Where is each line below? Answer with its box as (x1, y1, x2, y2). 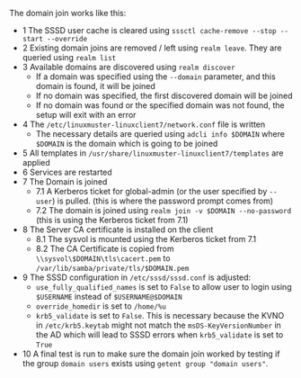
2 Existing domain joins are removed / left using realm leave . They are (22, 42, 282, 53)
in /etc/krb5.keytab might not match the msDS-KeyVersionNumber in (35, 319, 281, 330)
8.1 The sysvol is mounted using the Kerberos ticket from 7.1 (35, 234, 257, 244)
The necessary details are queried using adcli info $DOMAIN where (35, 129, 286, 139)
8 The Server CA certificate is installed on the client (22, 224, 214, 235)
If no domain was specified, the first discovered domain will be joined (35, 90, 293, 101)
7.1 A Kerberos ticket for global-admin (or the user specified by (35, 186, 268, 196)
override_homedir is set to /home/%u (35, 301, 166, 311)
